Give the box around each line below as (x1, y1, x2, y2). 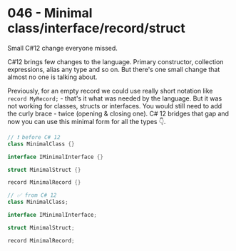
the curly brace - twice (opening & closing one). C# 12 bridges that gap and (7, 109, 230, 118)
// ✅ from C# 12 (7, 192, 57, 199)
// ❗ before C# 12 (7, 133, 61, 140)
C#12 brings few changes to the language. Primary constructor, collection (7, 57, 224, 66)
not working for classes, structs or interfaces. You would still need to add (7, 101, 222, 110)
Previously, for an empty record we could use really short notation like (7, 86, 213, 95)
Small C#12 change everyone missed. (7, 43, 118, 52)
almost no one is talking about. (7, 73, 98, 81)
